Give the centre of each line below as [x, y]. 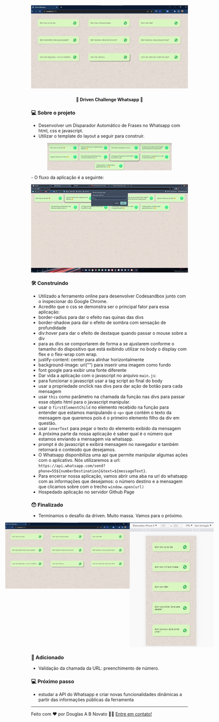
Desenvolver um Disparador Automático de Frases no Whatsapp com [109, 126]
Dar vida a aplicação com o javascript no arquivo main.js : [97, 375]
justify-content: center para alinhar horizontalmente [91, 359]
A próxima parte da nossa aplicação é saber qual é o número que [105, 433]
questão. [47, 423]
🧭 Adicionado [48, 657]
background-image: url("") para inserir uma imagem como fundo [105, 365]
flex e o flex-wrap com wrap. [68, 354]
